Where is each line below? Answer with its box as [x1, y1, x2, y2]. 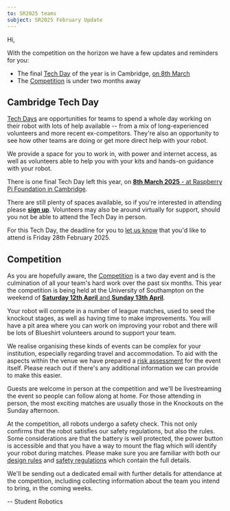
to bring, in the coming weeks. [7, 484, 93, 492]
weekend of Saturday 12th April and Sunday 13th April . [7, 293, 165, 302]
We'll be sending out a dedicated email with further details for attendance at [7, 470, 222, 478]
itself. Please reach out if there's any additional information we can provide [7, 364, 218, 372]
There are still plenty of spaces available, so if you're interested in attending [7, 198, 222, 207]
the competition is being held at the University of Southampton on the [7, 286, 205, 295]
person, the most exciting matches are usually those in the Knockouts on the [7, 399, 224, 407]
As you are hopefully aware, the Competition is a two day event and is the [7, 272, 216, 280]
